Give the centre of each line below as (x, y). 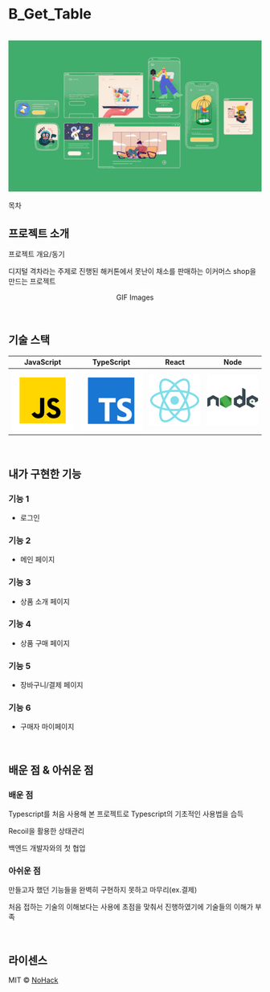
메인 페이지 (37, 560)
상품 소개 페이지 (45, 601)
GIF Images (135, 297)
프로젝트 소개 (39, 233)
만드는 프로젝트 (32, 281)
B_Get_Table (50, 14)
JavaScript (43, 362)
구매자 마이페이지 (47, 727)
